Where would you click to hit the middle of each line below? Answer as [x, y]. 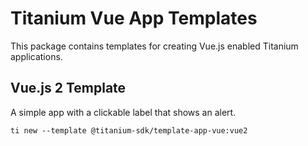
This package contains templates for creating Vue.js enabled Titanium [154, 46]
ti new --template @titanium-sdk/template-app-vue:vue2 [129, 130]
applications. [36, 56]
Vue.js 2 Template [68, 88]
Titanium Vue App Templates [134, 18]
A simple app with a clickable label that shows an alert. [123, 112]
